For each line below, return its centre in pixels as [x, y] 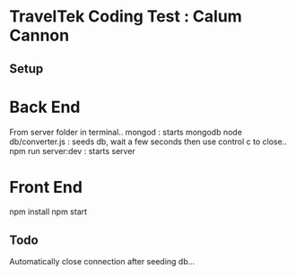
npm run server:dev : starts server [73, 151]
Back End [45, 107]
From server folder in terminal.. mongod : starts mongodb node [126, 132]
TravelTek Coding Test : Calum [126, 17]
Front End [46, 187]
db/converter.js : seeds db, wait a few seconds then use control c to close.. [148, 142]
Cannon [39, 35]
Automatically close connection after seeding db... [102, 262]
